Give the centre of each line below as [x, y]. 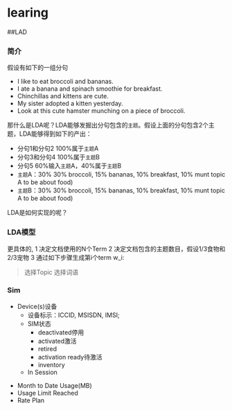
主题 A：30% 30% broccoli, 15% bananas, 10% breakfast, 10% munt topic [121, 175]
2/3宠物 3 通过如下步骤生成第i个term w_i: [66, 257]
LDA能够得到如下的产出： [55, 134]
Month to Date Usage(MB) [54, 385]
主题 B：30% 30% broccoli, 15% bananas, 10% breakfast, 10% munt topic [121, 190]
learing [28, 13]
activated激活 [57, 341]
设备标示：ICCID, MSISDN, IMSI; [73, 315]
